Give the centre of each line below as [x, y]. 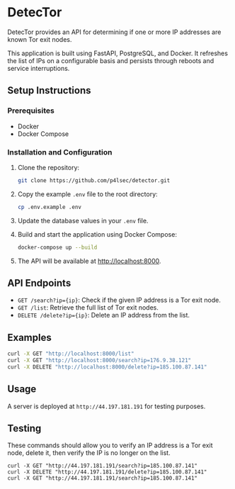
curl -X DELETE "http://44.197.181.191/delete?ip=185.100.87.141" [107, 472]
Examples [29, 337]
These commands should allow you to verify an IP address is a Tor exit [110, 445]
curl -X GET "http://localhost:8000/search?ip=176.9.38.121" [99, 361]
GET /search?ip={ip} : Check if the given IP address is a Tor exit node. [119, 300]
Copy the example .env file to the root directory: [87, 194]
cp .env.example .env [49, 207]
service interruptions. [39, 68]
